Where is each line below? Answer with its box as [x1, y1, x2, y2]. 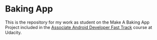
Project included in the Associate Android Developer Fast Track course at [5, 24, 153, 30]
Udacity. [5, 29, 22, 35]
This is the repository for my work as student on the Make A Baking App [5, 19, 150, 25]
